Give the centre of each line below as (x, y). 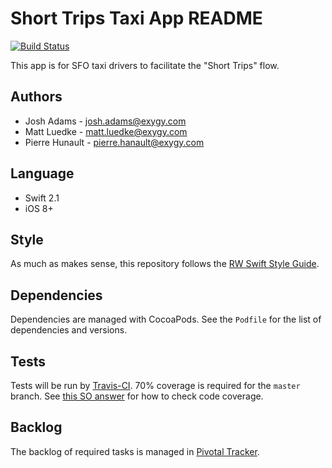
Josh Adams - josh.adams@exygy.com (105, 121)
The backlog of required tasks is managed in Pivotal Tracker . (135, 451)
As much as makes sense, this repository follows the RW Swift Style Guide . (165, 264)
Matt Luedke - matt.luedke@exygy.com (106, 131)
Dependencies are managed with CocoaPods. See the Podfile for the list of (166, 319)
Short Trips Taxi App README (136, 18)
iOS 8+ (39, 208)
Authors (36, 97)
